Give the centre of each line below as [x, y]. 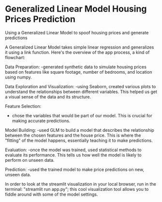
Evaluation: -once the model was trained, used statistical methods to [73, 150]
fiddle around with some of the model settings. [52, 194]
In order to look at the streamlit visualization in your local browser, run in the [81, 184]
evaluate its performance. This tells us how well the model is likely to [73, 155]
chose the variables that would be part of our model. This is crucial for [82, 115]
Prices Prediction [40, 19]
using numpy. [19, 77]
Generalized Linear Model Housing [76, 9]
